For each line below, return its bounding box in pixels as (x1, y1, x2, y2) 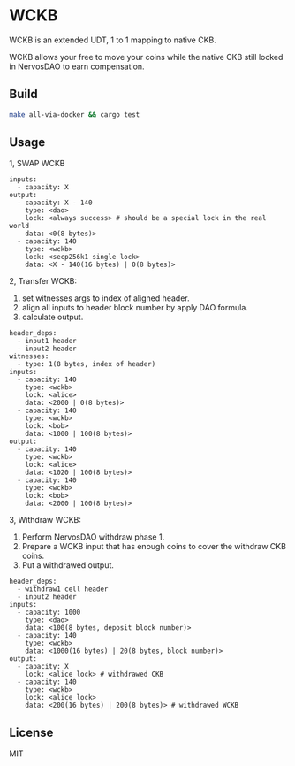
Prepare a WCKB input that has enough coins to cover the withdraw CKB (21, 541, 287, 552)
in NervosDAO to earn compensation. (9, 61, 145, 72)
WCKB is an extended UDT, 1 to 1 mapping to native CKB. (9, 34, 216, 45)
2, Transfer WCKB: (9, 276, 78, 287)
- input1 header (17, 337, 77, 346)
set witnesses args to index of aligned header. (21, 293, 190, 303)
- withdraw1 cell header (17, 585, 109, 594)
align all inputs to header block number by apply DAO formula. (21, 303, 249, 313)
